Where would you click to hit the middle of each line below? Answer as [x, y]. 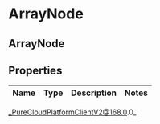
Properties [35, 70]
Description [94, 93]
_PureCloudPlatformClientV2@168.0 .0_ [72, 112]
